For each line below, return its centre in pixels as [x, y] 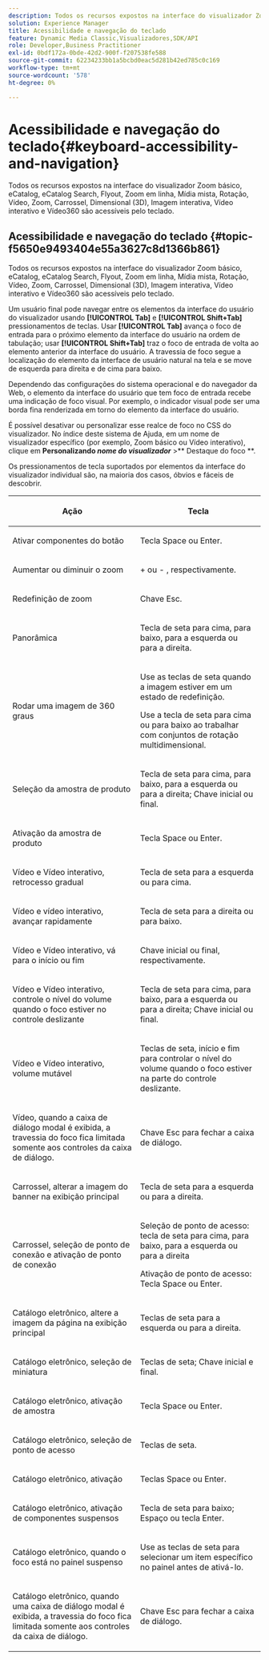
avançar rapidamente [52, 921]
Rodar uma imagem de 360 [64, 706]
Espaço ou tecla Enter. [182, 1518]
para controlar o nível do [186, 1058]
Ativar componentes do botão [68, 541]
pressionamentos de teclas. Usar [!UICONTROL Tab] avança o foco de [125, 326]
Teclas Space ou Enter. [183, 1479]
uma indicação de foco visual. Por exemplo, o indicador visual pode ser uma [134, 401]
